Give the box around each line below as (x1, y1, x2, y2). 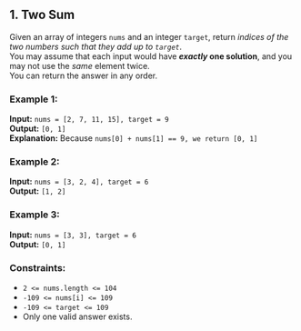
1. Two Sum (9, 7, 75, 23)
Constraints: (9, 261, 66, 274)
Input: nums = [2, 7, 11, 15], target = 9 (9, 114, 170, 125)
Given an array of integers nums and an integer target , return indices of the (9, 31, 289, 42)
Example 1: (9, 93, 58, 105)
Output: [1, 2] (9, 186, 66, 196)
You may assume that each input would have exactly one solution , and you (9, 50, 293, 62)
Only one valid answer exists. (22, 311, 133, 322)
